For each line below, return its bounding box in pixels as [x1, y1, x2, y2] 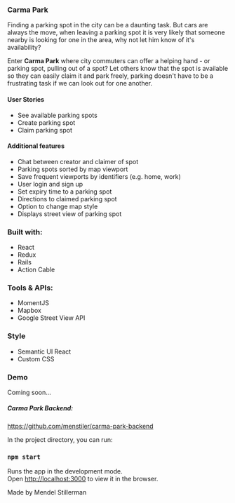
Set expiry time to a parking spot [17, 187, 112, 196]
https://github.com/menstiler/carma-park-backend [7, 422, 154, 430]
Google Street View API [17, 314, 86, 322]
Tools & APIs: [7, 283, 54, 293]
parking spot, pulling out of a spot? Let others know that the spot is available [7, 65, 229, 73]
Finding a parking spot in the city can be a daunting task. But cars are [7, 21, 208, 29]
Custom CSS [17, 354, 55, 363]
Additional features [7, 142, 65, 150]
